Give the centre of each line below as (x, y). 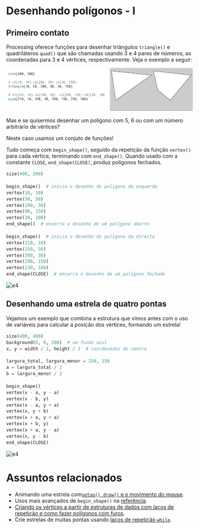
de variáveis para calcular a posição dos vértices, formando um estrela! (93, 324)
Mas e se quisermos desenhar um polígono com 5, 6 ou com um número (95, 120)
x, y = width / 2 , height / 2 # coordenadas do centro (76, 349)
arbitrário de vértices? (33, 127)
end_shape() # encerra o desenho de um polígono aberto (78, 224)
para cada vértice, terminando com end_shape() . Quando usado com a (92, 156)
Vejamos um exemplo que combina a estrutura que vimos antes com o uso (97, 318)
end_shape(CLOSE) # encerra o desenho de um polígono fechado (86, 274)
